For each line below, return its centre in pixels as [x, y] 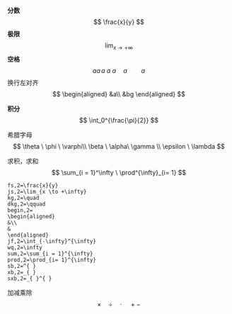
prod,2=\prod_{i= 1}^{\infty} [52, 260]
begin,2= [20, 210]
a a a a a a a [119, 70]
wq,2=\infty [25, 247]
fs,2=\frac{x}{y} [33, 185]
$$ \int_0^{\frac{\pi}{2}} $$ [119, 120]
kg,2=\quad [23, 198]
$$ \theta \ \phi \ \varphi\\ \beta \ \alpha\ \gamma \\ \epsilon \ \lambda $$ [119, 146]
